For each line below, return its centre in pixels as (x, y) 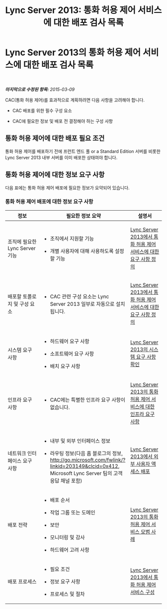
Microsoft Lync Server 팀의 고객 (86, 473)
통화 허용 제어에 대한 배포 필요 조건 (55, 138)
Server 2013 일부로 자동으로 (82, 304)
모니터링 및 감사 (68, 537)
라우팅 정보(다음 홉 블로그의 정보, (86, 453)
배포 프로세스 (22, 582)
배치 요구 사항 (65, 366)
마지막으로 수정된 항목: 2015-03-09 (40, 89)
